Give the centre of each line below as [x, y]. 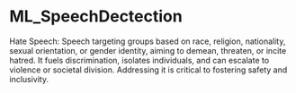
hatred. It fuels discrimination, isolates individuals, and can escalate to [139, 60]
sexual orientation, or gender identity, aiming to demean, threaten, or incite [148, 50]
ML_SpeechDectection [96, 17]
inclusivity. [29, 79]
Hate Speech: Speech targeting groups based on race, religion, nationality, [148, 41]
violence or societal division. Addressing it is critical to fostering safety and [148, 70]
